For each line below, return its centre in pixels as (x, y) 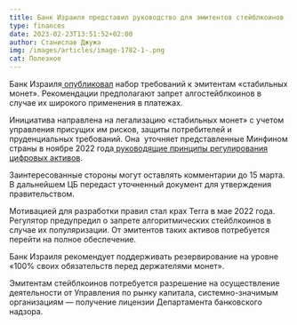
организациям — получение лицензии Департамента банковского (136, 302)
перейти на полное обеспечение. (72, 239)
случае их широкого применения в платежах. (96, 103)
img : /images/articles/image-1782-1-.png (87, 51)
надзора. (26, 311)
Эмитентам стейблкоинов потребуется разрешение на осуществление (144, 283)
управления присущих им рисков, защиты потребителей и (121, 129)
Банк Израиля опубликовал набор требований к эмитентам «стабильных (148, 84)
